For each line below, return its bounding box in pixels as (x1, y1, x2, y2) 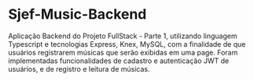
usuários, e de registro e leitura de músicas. (8, 64, 151, 73)
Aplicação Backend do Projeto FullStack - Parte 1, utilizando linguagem (8, 31, 237, 40)
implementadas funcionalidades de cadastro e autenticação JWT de (8, 56, 230, 65)
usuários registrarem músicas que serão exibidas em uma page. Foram (8, 48, 238, 57)
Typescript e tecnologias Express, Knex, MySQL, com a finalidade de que (8, 39, 246, 48)
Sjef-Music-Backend (8, 5, 147, 23)
